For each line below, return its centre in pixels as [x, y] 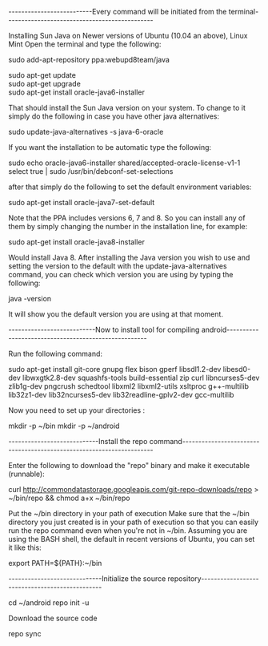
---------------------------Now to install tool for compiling [104, 329]
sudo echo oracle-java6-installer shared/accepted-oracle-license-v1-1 [124, 163]
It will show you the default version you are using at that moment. [116, 314]
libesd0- [237, 369]
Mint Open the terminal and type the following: [85, 44]
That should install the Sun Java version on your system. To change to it [127, 108]
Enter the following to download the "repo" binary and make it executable [129, 465]
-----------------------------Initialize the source [87, 579]
